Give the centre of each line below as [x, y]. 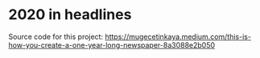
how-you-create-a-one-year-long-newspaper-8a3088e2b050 [112, 44]
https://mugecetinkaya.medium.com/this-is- [178, 37]
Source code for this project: [56, 37]
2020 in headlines [70, 15]
